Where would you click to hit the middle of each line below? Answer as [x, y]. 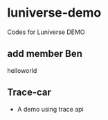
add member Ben [45, 54]
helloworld [22, 70]
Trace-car [29, 93]
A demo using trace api [51, 109]
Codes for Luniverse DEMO [46, 32]
